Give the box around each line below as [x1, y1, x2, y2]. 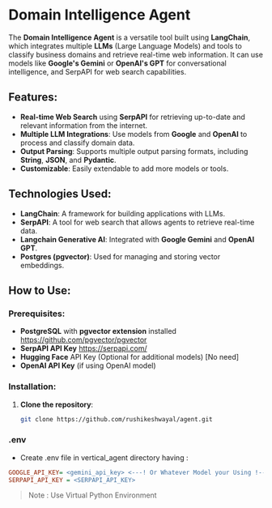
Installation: [8, 381, 57, 392]
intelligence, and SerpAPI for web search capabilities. [8, 66, 187, 76]
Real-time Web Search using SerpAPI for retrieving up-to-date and [19, 112, 245, 122]
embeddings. [19, 260, 65, 270]
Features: [8, 91, 58, 105]
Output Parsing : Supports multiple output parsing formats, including [19, 146, 249, 156]
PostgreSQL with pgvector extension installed [19, 327, 176, 336]
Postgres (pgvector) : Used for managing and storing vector [19, 251, 221, 261]
